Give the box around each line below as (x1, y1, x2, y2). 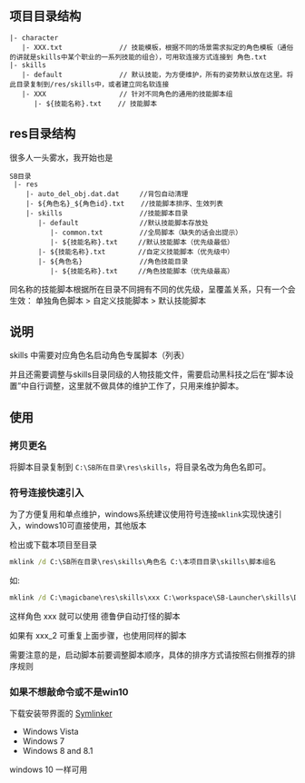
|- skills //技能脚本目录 (25, 208, 189, 218)
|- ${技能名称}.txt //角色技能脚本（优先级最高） (49, 266, 234, 275)
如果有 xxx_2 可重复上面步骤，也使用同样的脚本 (9, 630, 187, 641)
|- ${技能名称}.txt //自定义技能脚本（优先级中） (37, 247, 234, 256)
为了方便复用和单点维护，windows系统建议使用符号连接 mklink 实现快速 (9, 509, 274, 520)
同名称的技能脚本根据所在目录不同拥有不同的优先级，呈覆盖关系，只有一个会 (9, 283, 296, 294)
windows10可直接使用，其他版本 (25, 520, 147, 531)
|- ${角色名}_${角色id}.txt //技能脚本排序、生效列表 (25, 199, 224, 208)
